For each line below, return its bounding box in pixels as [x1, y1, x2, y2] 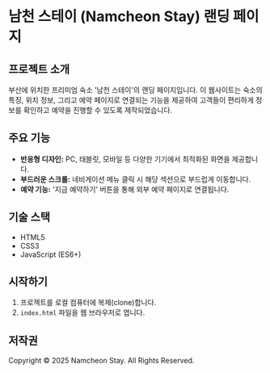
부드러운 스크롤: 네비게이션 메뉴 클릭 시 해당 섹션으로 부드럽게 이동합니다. [19, 174, 251, 184]
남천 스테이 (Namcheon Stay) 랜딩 [8, 7, 230, 26]
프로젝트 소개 [8, 62, 70, 76]
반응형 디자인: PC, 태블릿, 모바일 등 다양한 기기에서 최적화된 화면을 [19, 154, 230, 164]
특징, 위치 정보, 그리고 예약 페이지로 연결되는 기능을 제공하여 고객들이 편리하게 [8, 95, 255, 105]
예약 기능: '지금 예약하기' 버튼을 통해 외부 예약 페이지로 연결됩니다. [19, 184, 230, 194]
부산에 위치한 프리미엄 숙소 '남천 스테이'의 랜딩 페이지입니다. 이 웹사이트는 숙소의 [8, 86, 263, 94]
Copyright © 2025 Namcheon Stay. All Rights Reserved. [8, 356, 195, 366]
